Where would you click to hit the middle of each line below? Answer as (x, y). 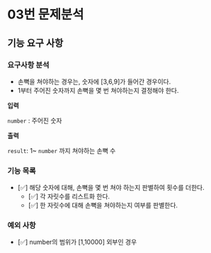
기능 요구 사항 (35, 43)
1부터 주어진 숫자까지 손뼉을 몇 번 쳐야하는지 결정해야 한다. (98, 90)
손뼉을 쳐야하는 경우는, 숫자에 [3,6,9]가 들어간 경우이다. (94, 81)
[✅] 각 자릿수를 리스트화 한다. (69, 196)
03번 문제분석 (46, 15)
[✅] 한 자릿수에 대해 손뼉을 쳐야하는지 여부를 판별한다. (103, 206)
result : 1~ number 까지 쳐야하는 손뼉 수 (62, 150)
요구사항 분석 (28, 64)
